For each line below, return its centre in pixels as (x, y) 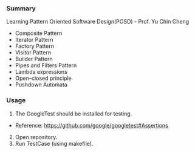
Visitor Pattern (33, 53)
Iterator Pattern (34, 40)
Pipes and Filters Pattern (46, 65)
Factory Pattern (35, 46)
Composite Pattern (39, 33)
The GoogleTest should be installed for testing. (74, 114)
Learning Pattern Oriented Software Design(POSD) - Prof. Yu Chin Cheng (98, 22)
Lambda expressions (41, 72)
